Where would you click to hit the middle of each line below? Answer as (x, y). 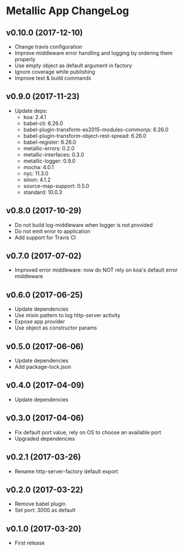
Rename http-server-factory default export (66, 471)
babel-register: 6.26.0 (50, 142)
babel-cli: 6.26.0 (43, 123)
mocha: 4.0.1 (38, 167)
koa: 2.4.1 (35, 117)
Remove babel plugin (40, 504)
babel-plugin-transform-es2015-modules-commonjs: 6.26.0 (96, 129)
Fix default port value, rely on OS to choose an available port (88, 432)
